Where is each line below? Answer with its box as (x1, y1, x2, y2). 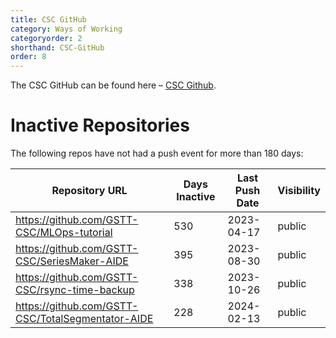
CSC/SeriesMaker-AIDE (15, 254, 129, 268)
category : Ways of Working (10, 24, 123, 34)
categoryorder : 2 (10, 33, 83, 43)
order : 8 (10, 52, 47, 62)
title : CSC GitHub (10, 14, 87, 25)
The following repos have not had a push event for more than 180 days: (10, 147, 304, 160)
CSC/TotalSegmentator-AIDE (15, 312, 154, 326)
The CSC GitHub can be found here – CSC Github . (10, 79, 217, 91)
